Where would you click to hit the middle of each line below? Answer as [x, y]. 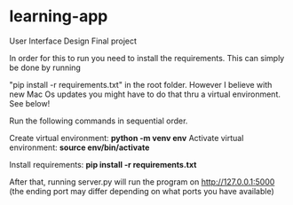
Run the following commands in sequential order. [99, 121]
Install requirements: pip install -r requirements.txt [103, 164]
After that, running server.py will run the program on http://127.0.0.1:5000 [142, 181]
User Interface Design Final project [73, 41]
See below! [30, 103]
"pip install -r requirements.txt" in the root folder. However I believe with [141, 84]
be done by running [45, 67]
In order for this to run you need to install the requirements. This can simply [147, 58]
